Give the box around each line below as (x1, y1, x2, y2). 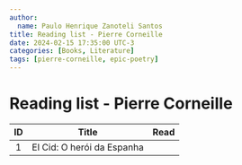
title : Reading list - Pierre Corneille (9, 30, 164, 39)
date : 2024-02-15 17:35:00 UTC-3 (9, 38, 135, 48)
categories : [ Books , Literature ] (9, 47, 135, 56)
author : (9, 13, 39, 22)
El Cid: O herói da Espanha (31, 141, 144, 153)
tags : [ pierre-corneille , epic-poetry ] (9, 55, 159, 64)
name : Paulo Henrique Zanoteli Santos (17, 22, 164, 30)
